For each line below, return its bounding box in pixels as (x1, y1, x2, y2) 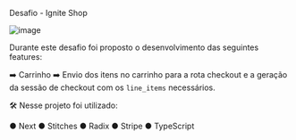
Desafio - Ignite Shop (9, 8, 88, 18)
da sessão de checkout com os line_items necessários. (9, 82, 216, 93)
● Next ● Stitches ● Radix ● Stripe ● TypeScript (9, 120, 195, 131)
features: (9, 52, 43, 62)
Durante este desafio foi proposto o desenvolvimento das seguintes (9, 42, 259, 53)
